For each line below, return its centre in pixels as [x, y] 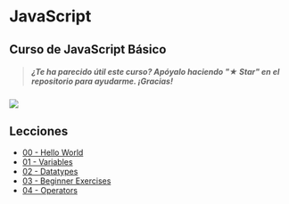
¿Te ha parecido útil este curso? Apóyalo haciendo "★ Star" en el [155, 72]
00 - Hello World [53, 152]
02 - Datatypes [50, 172]
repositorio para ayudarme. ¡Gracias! [102, 81]
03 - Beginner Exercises [66, 181]
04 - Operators [50, 191]
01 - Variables [47, 162]
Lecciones [39, 131]
